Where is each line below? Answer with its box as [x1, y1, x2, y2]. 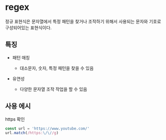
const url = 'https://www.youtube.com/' [5, 126, 90, 131]
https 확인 [5, 116, 25, 122]
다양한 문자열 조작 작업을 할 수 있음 [19, 86, 88, 92]
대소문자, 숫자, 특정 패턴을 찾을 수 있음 [19, 65, 94, 71]
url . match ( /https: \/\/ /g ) [5, 131, 58, 136]
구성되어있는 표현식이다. [5, 24, 52, 31]
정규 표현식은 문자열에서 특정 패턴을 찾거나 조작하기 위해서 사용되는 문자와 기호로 [5, 18, 162, 24]
